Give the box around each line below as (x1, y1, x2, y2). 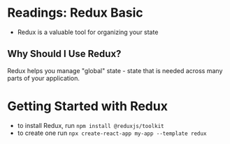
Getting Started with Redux (7, 98, 168, 114)
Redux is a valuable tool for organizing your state (17, 28, 159, 36)
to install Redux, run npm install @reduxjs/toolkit (17, 121, 164, 129)
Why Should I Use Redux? (7, 48, 122, 60)
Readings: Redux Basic (7, 5, 143, 21)
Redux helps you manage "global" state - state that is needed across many (7, 66, 223, 74)
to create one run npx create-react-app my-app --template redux (17, 129, 207, 137)
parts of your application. (7, 74, 80, 82)
